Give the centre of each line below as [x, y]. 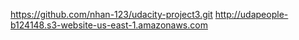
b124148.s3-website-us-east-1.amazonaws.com [109, 25]
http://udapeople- [251, 14]
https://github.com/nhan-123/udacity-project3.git [111, 14]
